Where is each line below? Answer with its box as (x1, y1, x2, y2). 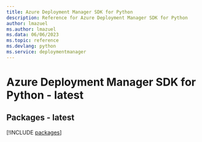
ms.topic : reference (6, 37, 60, 43)
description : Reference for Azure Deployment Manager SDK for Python (6, 15, 188, 21)
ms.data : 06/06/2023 (6, 32, 60, 38)
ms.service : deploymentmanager (6, 49, 87, 55)
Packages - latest (6, 113, 75, 123)
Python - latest (6, 88, 84, 102)
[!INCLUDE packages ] (6, 129, 62, 136)
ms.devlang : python (6, 43, 56, 50)
